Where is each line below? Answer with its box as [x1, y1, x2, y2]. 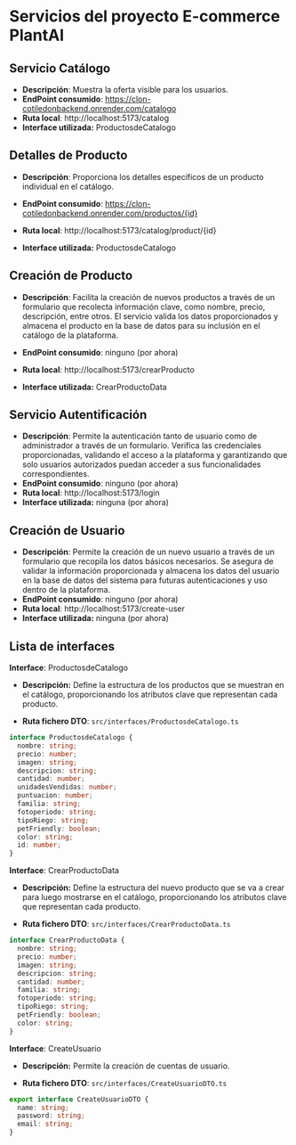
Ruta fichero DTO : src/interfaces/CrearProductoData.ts [21, 919, 231, 929]
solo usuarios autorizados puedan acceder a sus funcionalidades [21, 459, 261, 470]
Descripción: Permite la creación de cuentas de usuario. [21, 1060, 230, 1071]
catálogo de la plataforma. [21, 330, 119, 340]
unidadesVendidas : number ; [17, 782, 117, 792]
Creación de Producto [9, 268, 133, 283]
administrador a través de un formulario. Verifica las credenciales [21, 440, 262, 451]
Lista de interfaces [9, 639, 116, 654]
